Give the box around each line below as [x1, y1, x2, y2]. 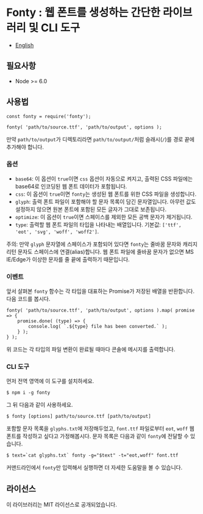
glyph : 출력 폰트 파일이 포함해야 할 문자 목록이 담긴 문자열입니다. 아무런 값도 [15, 198, 196, 205]
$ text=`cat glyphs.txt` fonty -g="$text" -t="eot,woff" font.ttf [6, 452, 179, 459]
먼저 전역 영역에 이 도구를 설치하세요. [6, 378, 94, 385]
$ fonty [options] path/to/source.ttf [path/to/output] [6, 414, 151, 420]
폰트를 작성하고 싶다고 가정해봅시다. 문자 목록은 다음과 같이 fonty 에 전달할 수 [6, 433, 189, 440]
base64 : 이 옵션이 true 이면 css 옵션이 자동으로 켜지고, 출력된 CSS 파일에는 [15, 175, 193, 182]
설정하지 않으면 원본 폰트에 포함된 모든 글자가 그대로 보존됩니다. [15, 206, 166, 213]
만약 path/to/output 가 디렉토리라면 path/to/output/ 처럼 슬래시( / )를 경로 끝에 [6, 135, 195, 143]
